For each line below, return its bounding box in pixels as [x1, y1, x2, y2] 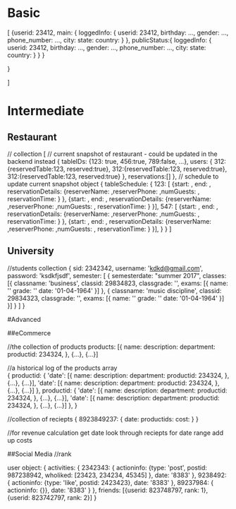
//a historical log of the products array [7, 364, 118, 372]
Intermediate [7, 103, 85, 119]
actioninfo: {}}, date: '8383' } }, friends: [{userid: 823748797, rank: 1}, [7, 486, 209, 494]
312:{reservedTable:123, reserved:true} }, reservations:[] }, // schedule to [7, 172, 219, 181]
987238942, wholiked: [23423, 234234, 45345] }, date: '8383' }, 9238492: [7, 471, 227, 479]
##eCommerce [7, 328, 51, 337]
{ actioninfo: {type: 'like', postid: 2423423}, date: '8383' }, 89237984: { [7, 478, 214, 486]
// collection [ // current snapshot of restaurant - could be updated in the [7, 150, 218, 158]
